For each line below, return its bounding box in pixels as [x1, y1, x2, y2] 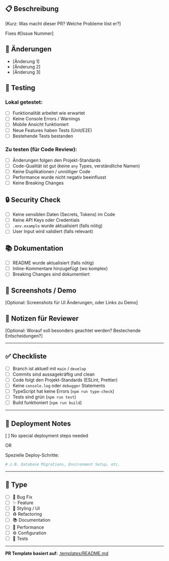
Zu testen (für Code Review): [5, 146, 77, 153]
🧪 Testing [5, 84, 36, 92]
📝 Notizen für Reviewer [5, 314, 79, 323]
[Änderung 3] [12, 69, 41, 75]
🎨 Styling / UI [12, 505, 40, 511]
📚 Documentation [12, 517, 51, 523]
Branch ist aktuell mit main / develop [12, 365, 87, 372]
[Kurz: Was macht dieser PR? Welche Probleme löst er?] [5, 20, 121, 27]
